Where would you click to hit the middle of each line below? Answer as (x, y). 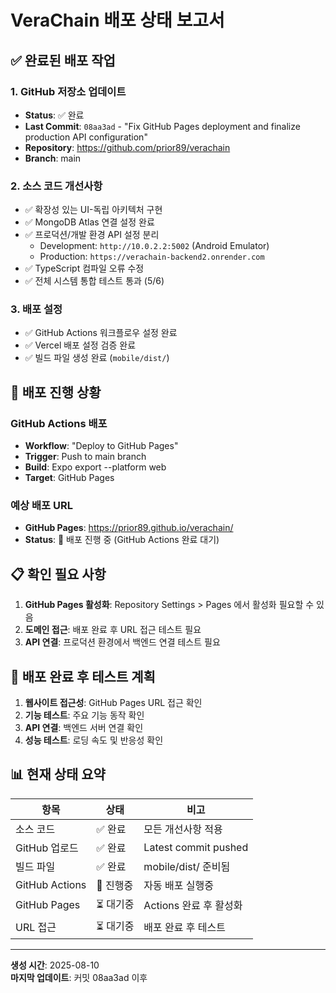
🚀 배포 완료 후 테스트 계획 (83, 676)
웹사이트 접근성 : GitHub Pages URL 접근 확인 (113, 703)
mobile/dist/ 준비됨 (187, 866)
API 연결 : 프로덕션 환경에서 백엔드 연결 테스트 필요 (122, 642)
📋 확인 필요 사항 (58, 574)
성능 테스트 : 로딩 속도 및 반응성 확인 (94, 740)
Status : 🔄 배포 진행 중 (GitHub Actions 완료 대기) (122, 540)
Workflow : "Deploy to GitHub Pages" (101, 446)
